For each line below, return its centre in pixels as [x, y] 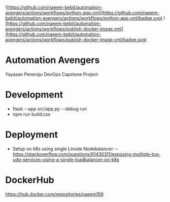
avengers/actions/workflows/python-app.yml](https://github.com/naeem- [82, 13]
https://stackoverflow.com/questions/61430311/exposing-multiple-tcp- [87, 154]
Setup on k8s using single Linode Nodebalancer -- [65, 149]
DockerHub [30, 180]
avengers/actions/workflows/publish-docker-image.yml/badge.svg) [76, 40]
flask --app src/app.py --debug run [50, 109]
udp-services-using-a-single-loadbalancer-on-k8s [66, 159]
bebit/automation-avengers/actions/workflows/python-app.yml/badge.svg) [84, 18]
